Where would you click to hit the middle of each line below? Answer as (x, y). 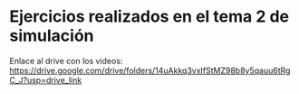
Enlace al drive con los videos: (66, 61)
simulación (52, 36)
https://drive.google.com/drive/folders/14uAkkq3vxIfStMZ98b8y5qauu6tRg (150, 70)
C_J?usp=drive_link (46, 80)
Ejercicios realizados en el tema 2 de (149, 17)
